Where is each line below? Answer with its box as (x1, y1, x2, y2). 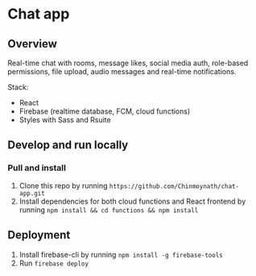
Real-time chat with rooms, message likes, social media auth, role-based (7, 58, 249, 68)
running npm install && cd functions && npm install (19, 204, 199, 214)
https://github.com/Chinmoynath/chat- (109, 182, 239, 190)
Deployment (7, 229, 71, 242)
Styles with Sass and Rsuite (19, 115, 111, 125)
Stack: (7, 82, 29, 92)
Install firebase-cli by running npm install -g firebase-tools (19, 249, 223, 259)
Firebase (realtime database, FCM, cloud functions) (19, 106, 191, 116)
